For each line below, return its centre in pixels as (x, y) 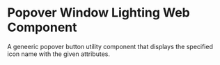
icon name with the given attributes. (58, 54)
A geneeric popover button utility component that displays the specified (110, 46)
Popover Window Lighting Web (99, 13)
